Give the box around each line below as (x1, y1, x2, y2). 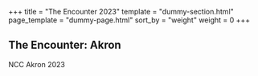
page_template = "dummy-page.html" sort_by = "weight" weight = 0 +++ (8, 15, 251, 25)
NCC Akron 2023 (8, 59, 66, 69)
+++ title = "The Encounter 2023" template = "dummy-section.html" (8, 7, 235, 16)
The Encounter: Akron (8, 38, 122, 52)
